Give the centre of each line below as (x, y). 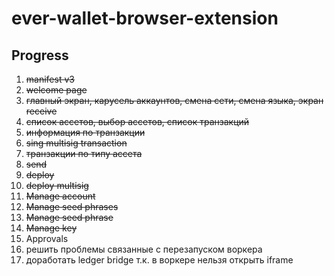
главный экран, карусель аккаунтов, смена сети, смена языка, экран (174, 100)
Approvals (47, 238)
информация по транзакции (85, 132)
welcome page (56, 90)
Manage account (60, 196)
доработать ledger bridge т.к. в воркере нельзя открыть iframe (159, 260)
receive (41, 111)
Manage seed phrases (72, 206)
